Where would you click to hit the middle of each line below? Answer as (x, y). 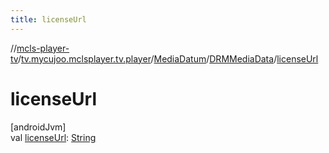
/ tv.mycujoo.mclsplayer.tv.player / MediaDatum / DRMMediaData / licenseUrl (168, 58)
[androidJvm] (38, 127)
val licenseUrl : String (53, 137)
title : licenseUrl (48, 19)
